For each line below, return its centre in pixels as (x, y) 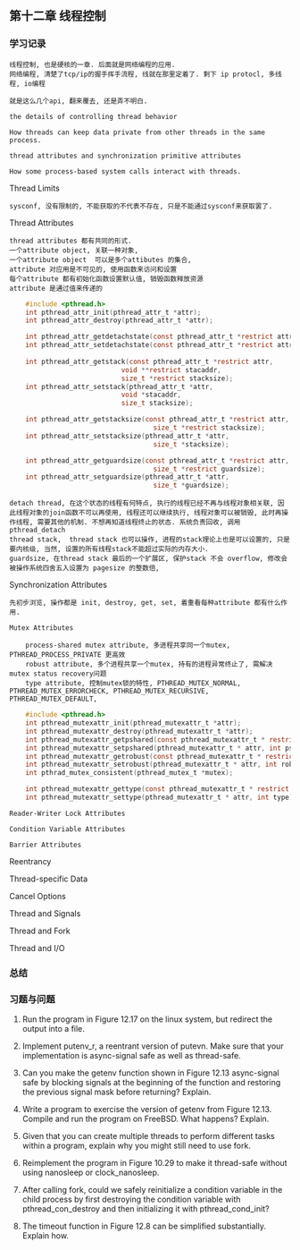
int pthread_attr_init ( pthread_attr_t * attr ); (113, 312)
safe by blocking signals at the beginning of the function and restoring (151, 1083)
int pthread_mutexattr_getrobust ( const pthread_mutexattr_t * (143, 756)
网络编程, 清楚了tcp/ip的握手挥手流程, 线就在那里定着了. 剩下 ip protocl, (137, 74)
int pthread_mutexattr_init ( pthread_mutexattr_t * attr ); (133, 723)
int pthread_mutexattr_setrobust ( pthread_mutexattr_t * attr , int (151, 765)
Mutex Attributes (42, 628)
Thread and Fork (40, 931)
